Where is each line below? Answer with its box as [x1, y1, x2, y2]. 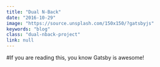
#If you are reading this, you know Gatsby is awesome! [6, 54, 145, 61]
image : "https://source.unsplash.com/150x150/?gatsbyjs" [6, 20, 155, 26]
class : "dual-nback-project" [6, 32, 81, 38]
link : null [6, 37, 34, 43]
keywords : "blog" [6, 26, 51, 32]
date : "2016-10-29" [6, 15, 56, 21]
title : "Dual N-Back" [6, 9, 62, 15]
